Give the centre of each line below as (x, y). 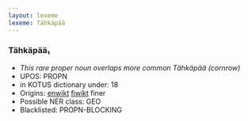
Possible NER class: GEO (60, 101)
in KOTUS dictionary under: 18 (69, 85)
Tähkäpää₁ (29, 51)
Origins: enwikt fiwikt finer (63, 93)
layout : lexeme (33, 15)
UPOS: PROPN (43, 76)
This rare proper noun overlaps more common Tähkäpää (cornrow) (130, 67)
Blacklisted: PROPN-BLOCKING (71, 110)
